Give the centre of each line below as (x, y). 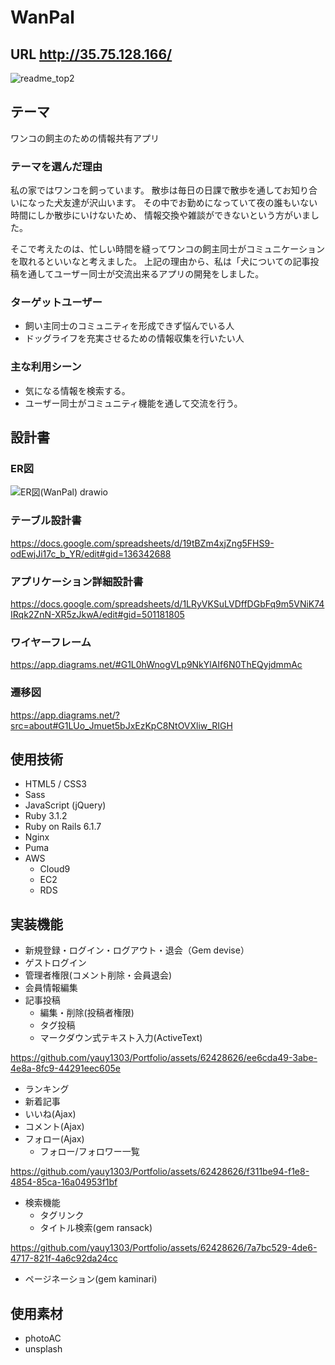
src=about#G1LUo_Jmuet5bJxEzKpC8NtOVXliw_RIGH (121, 725)
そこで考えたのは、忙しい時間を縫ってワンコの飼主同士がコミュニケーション (168, 249)
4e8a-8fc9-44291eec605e (66, 1068)
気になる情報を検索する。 (77, 390)
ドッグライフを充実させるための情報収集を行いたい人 (134, 338)
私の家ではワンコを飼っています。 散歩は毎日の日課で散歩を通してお (151, 190)
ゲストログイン (55, 963)
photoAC (43, 1338)
